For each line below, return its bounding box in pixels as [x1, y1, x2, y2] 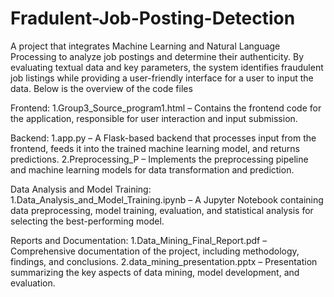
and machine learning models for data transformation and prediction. [10, 163, 295, 176]
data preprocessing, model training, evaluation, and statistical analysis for [10, 204, 314, 216]
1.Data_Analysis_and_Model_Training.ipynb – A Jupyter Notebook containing [10, 193, 324, 206]
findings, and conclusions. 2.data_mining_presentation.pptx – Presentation [10, 255, 318, 267]
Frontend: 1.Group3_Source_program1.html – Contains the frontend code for [10, 102, 322, 114]
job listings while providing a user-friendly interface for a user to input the [10, 72, 314, 84]
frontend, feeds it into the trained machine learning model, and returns [10, 142, 300, 154]
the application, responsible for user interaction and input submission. [10, 112, 298, 124]
